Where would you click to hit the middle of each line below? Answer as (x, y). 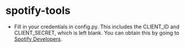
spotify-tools (38, 11)
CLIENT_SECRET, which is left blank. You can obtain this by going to (97, 32)
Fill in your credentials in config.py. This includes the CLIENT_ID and (97, 27)
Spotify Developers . (38, 39)
